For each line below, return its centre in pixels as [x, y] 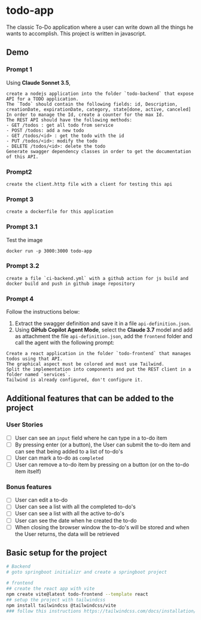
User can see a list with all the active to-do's [69, 514]
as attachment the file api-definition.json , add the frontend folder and [103, 336]
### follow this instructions [44, 611]
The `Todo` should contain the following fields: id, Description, [92, 104]
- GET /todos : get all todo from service [60, 125]
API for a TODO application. [42, 99]
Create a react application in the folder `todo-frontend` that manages [99, 354]
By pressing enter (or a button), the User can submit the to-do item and [103, 445]
